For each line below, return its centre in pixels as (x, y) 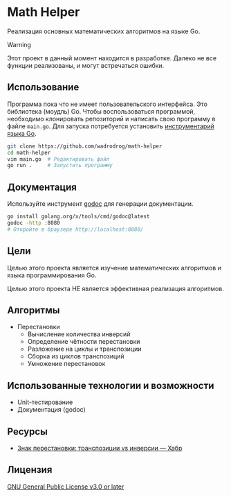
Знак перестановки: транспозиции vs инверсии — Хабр (100, 448)
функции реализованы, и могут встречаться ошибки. (86, 65)
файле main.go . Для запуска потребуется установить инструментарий (111, 126)
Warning (19, 44)
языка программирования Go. (52, 275)
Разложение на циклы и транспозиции (84, 349)
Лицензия (30, 470)
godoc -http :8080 (34, 223)
